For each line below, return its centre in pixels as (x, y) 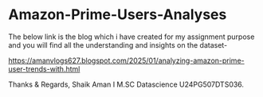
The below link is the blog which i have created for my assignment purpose (131, 37)
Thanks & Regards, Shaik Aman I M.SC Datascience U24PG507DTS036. (126, 84)
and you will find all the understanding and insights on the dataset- (118, 45)
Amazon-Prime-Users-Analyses (118, 15)
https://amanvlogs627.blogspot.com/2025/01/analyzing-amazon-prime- (126, 60)
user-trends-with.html (44, 68)
